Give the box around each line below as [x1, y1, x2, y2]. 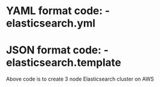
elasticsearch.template [6, 56, 121, 69]
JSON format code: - [6, 43, 109, 57]
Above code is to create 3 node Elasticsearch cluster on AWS [6, 75, 154, 83]
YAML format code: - [6, 4, 110, 18]
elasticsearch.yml [6, 16, 96, 30]
